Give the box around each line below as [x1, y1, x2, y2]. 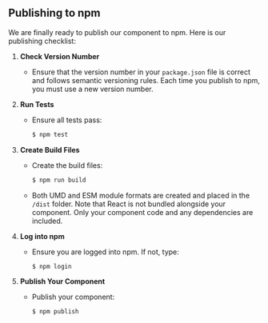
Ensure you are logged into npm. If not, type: [31, 247, 180, 257]
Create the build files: [31, 160, 103, 170]
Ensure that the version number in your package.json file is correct [31, 67, 250, 77]
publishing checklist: [8, 36, 76, 46]
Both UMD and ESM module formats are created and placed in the [31, 190, 250, 200]
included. [31, 216, 63, 225]
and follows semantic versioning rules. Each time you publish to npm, [31, 75, 260, 85]
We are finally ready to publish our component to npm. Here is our [8, 27, 226, 37]
